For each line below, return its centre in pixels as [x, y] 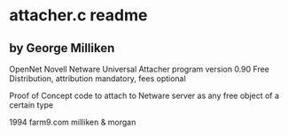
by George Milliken [62, 48]
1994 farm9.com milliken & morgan [73, 122]
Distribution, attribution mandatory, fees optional [97, 79]
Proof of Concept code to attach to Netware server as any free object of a [144, 95]
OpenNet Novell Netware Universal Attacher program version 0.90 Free [140, 69]
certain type [31, 105]
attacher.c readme [78, 15]
